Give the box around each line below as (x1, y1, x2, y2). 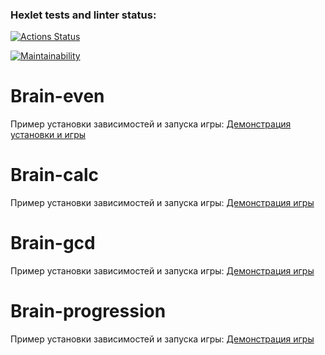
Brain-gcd (10, 232, 96, 255)
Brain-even (10, 85, 105, 108)
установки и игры (10, 129, 87, 141)
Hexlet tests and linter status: (10, 8, 157, 22)
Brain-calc (10, 164, 99, 187)
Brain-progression (10, 300, 167, 323)
